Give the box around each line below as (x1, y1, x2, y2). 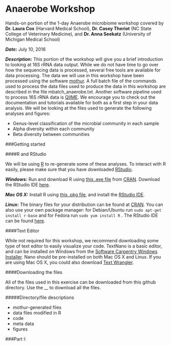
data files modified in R (12, 310, 61, 316)
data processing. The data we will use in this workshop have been (5, 72, 144, 78)
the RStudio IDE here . (5, 181, 51, 188)
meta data (12, 320, 34, 327)
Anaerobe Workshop (5, 3, 95, 15)
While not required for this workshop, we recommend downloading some (5, 237, 159, 243)
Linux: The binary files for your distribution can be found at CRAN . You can (5, 201, 163, 207)
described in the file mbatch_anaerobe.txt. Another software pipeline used (5, 88, 162, 95)
